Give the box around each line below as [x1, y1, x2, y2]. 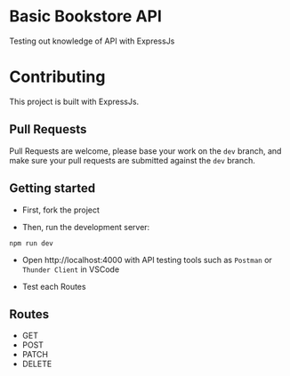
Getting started [9, 180, 96, 196]
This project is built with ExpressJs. [9, 96, 140, 107]
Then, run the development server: [21, 221, 150, 232]
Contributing [9, 67, 106, 87]
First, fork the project [21, 204, 101, 215]
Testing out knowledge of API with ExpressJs [9, 36, 175, 46]
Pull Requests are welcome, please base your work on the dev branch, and [9, 145, 282, 156]
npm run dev [9, 238, 53, 248]
